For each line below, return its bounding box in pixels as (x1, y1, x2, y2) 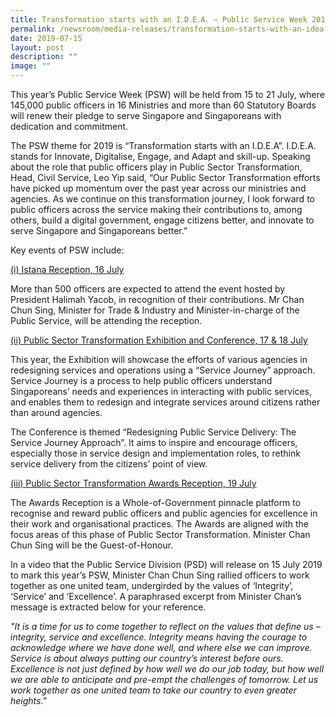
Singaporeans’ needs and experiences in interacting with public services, (10, 386, 313, 397)
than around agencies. (10, 407, 103, 418)
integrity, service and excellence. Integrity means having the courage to (10, 631, 308, 643)
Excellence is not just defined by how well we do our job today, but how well (10, 663, 325, 675)
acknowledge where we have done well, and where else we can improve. (10, 642, 313, 653)
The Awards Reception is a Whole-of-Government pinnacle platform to (10, 497, 302, 508)
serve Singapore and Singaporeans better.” (10, 225, 188, 236)
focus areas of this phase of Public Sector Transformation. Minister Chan (10, 529, 311, 540)
